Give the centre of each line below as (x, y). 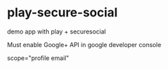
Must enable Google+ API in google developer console (84, 44)
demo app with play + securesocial (57, 31)
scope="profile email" (38, 58)
